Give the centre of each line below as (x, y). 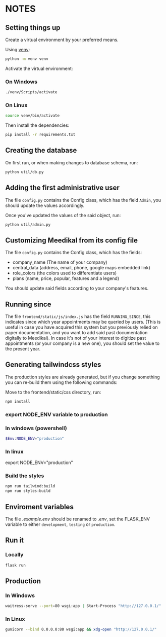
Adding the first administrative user (63, 188)
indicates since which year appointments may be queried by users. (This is (83, 322)
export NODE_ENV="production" (39, 463)
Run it (15, 540)
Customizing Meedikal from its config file (71, 240)
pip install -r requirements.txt (40, 135)
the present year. (23, 349)
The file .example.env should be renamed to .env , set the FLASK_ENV (78, 519)
